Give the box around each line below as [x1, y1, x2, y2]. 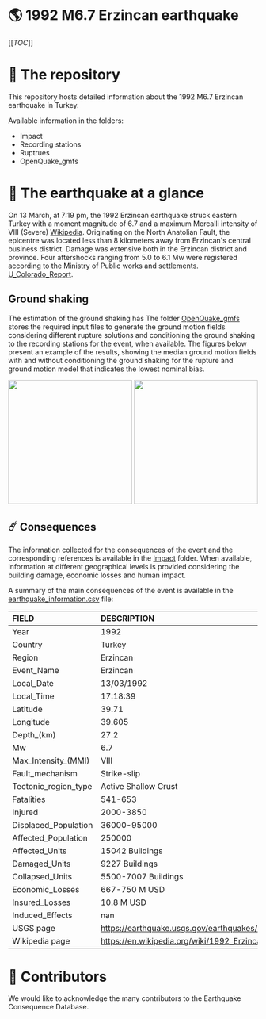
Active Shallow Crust [100, 781, 178, 792]
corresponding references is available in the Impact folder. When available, [8, 554, 253, 563]
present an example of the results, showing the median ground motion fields [8, 347, 257, 357]
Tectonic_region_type [12, 781, 93, 792]
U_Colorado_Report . [8, 269, 74, 278]
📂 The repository [8, 66, 120, 84]
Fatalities [12, 794, 46, 805]
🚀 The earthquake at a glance [8, 184, 204, 202]
